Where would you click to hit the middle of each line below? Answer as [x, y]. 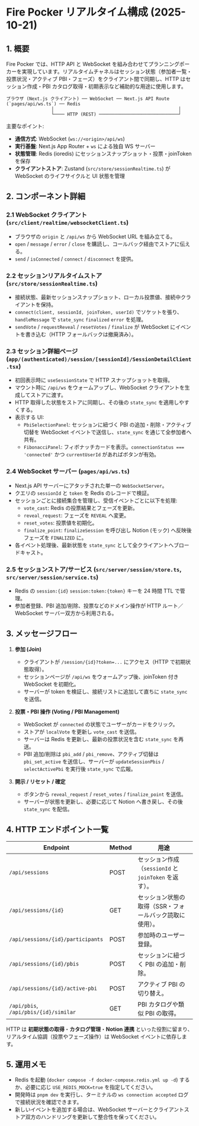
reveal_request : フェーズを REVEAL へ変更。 [76, 515]
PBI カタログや [158, 1004]
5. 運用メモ [26, 1064]
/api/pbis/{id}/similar [43, 1012]
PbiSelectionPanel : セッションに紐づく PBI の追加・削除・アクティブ [107, 425]
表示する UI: [29, 418]
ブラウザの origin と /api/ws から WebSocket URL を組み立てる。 [95, 236]
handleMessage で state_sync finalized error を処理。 [81, 319]
